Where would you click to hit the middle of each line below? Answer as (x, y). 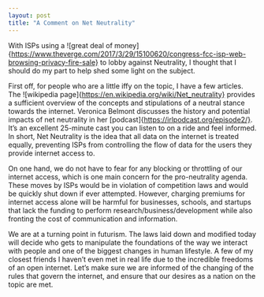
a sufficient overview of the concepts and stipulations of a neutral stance (127, 103)
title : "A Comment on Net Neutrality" (72, 23)
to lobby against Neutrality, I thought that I (168, 62)
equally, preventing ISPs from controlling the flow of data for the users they (130, 145)
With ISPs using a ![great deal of (60, 45)
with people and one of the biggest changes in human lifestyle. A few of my (131, 250)
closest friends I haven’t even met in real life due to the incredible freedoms (131, 259)
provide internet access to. (52, 153)
